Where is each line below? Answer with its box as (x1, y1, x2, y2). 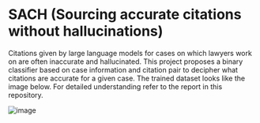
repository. (8, 90, 43, 99)
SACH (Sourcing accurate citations (8, 6, 242, 24)
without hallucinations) (8, 22, 164, 40)
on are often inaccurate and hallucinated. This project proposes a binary (8, 57, 243, 66)
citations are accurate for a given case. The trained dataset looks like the (8, 73, 246, 83)
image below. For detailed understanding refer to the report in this (8, 81, 223, 91)
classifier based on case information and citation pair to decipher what (8, 65, 239, 74)
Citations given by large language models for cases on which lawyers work (8, 48, 253, 58)
